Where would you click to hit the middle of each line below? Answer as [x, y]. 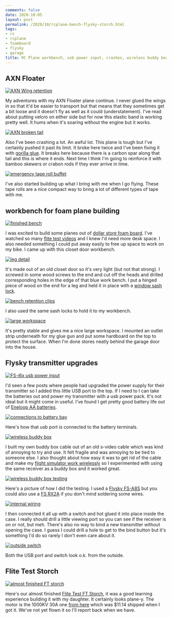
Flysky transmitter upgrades [52, 363]
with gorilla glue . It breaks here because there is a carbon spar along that [82, 153]
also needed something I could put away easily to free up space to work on [84, 244]
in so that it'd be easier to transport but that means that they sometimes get [85, 106]
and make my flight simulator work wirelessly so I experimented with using [84, 463]
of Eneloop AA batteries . [31, 407]
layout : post [19, 19]
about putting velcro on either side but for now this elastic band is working [84, 117]
